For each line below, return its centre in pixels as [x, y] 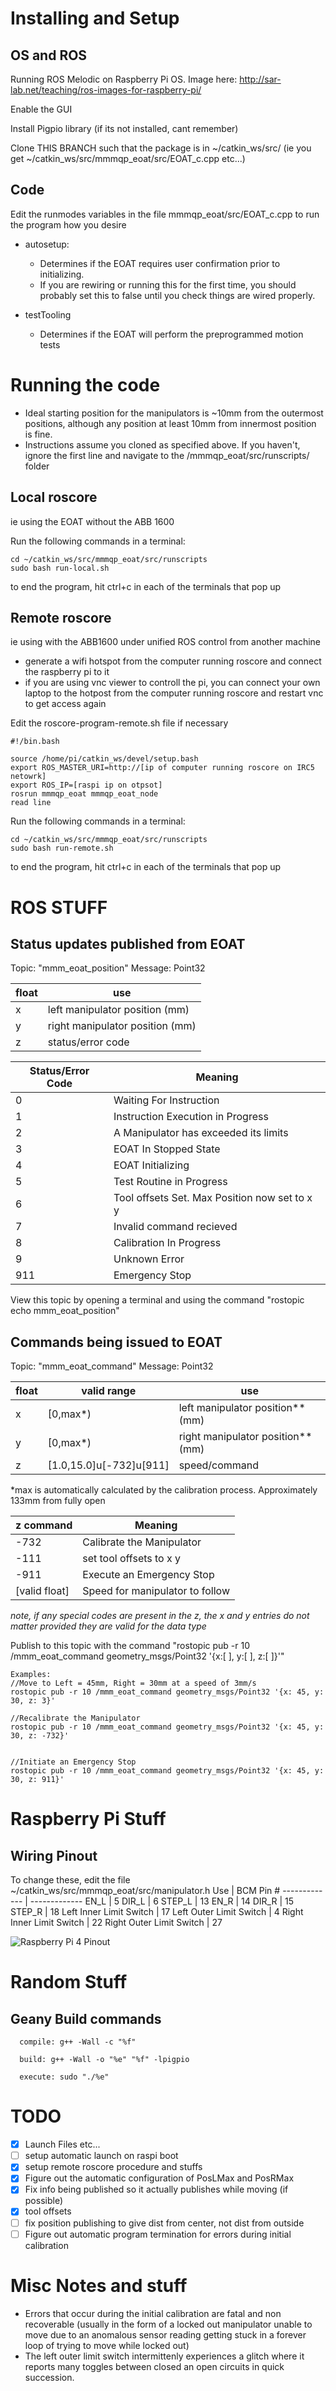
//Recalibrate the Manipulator [75, 1718]
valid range [109, 1391]
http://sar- [260, 79]
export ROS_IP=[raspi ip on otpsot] [86, 785]
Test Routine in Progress [170, 1182]
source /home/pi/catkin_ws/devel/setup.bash [104, 759]
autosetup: [47, 244]
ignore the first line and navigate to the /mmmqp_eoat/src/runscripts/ [167, 455]
